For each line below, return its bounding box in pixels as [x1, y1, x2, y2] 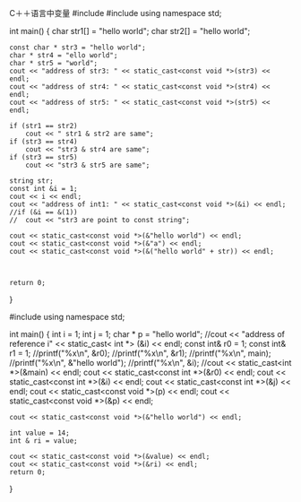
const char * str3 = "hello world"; [9, 43, 146, 52]
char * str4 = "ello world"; [9, 51, 118, 60]
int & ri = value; [9, 437, 78, 446]
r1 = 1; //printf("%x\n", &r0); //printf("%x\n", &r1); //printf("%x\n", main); [9, 348, 271, 359]
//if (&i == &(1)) [9, 208, 78, 217]
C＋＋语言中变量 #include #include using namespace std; [9, 8, 222, 18]
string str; [9, 177, 54, 186]
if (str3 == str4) [9, 137, 78, 146]
